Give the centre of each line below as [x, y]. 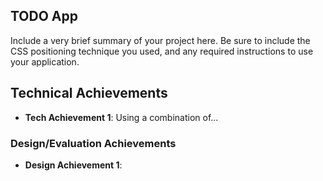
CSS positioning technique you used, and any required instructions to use [162, 51]
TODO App [44, 16]
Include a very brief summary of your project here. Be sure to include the [160, 40]
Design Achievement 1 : [73, 165]
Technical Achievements [89, 93]
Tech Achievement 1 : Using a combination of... [121, 117]
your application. [45, 61]
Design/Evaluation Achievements [93, 143]
